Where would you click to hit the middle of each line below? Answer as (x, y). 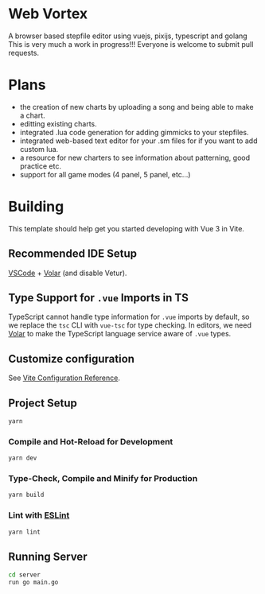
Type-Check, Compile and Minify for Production (103, 479)
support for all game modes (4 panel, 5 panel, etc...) (105, 174)
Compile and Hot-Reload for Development (91, 441)
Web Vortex (48, 14)
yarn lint (25, 532)
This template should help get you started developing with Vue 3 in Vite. (127, 228)
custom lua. (39, 149)
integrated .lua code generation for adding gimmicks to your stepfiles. (134, 132)
